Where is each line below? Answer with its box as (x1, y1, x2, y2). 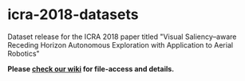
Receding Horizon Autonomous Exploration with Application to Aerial (7, 40, 233, 49)
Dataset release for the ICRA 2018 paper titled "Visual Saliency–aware (7, 32, 237, 41)
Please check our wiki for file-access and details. (7, 64, 175, 73)
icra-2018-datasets (7, 6, 139, 24)
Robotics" (7, 48, 41, 58)
